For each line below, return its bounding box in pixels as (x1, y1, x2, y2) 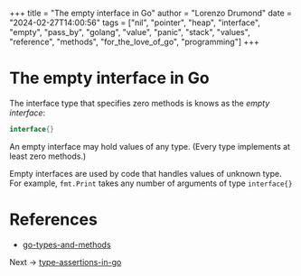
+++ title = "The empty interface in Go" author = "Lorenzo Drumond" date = (9, 8, 292, 18)
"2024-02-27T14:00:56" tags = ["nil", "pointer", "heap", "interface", (9, 17, 260, 28)
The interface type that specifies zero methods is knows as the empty (9, 97, 270, 108)
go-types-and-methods (22, 239, 111, 250)
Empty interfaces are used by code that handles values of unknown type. (9, 168, 282, 179)
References (9, 209, 98, 229)
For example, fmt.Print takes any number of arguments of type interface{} (9, 178, 293, 189)
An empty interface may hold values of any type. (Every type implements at (9, 141, 291, 152)
